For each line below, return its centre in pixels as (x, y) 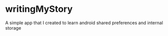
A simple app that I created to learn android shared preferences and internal (84, 23)
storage (13, 28)
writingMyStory (39, 9)
